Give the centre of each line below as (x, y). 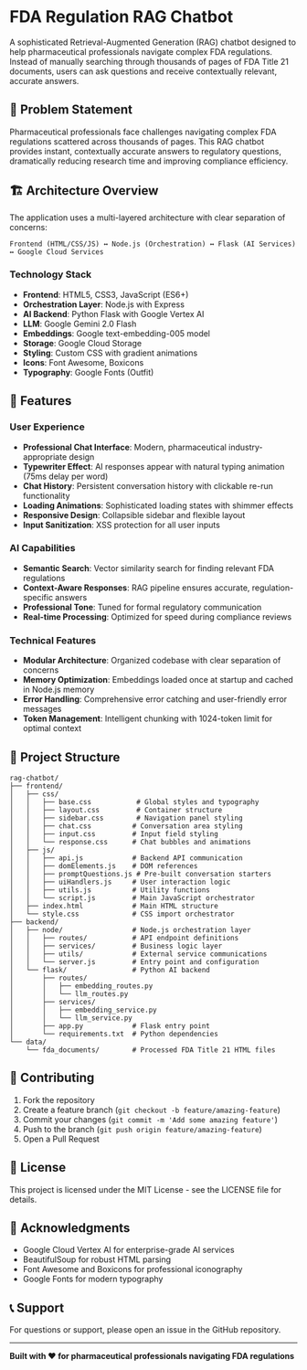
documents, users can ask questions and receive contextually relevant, (143, 71)
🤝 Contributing (52, 1078)
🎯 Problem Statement (71, 110)
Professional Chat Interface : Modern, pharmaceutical (124, 447)
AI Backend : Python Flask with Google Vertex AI (113, 313)
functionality (46, 495)
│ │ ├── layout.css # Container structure (116, 810)
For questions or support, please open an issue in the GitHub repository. (145, 1330)
